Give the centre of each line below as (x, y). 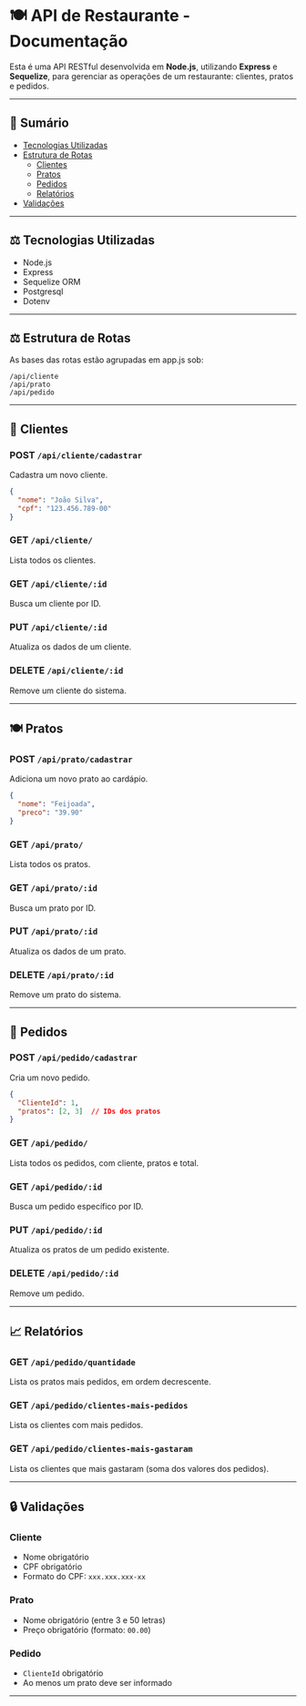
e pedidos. (30, 86)
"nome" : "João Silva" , (61, 500)
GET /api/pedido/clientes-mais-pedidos (99, 1405)
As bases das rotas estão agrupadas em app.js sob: (107, 360)
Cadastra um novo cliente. (59, 475)
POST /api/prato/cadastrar (71, 760)
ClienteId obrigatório (63, 1673)
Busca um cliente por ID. (56, 604)
